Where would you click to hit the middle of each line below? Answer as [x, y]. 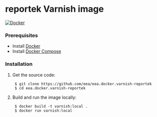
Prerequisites [21, 35]
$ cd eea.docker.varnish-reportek [50, 88]
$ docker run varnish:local [43, 111]
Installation [19, 64]
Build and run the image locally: [44, 97]
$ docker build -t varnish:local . [51, 106]
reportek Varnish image [55, 9]
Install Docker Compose [37, 51]
